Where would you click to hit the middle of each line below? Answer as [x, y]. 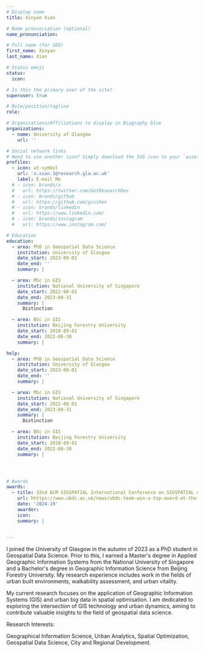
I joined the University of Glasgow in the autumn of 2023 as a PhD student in [102, 549]
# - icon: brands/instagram [47, 219]
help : [13, 353]
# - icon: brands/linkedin [46, 207]
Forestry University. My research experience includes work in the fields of [99, 575]
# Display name [25, 12]
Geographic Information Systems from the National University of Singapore [100, 562]
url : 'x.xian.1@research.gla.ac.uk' [64, 174]
